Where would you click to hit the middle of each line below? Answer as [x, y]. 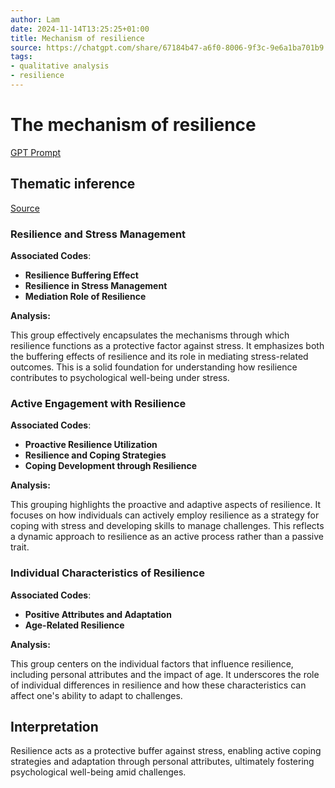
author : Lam [35, 19]
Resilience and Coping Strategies [95, 455]
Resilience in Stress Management [96, 285]
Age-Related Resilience [74, 625]
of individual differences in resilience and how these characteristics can [158, 685]
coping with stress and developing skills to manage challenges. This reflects [167, 526]
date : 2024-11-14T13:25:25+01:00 [80, 29]
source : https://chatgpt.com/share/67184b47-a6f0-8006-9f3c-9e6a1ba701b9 [167, 47]
